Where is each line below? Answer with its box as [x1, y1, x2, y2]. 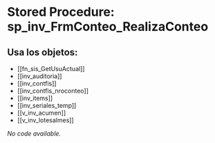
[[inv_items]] [17, 94, 53, 102]
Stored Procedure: [7, 4, 115, 20]
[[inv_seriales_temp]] [17, 102, 77, 109]
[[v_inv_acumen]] [17, 108, 66, 117]
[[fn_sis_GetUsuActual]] [17, 65, 85, 73]
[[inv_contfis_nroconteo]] [17, 87, 88, 95]
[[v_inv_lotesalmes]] [17, 116, 74, 124]
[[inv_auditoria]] [17, 72, 62, 80]
